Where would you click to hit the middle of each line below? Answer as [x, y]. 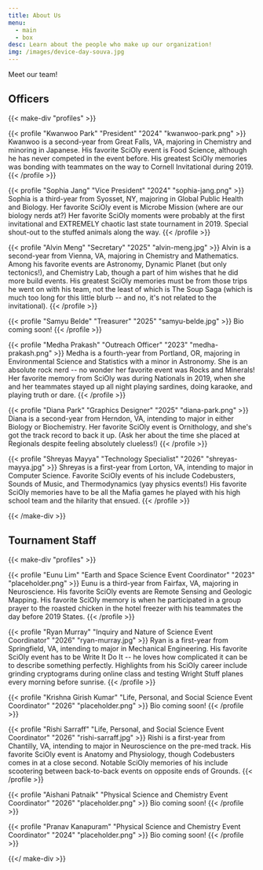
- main [26, 30]
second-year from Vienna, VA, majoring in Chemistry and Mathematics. [124, 256]
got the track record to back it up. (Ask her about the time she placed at [124, 435]
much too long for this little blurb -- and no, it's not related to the [113, 297]
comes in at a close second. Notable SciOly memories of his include [118, 762]
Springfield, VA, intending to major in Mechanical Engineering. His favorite [128, 648]
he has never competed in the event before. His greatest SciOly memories [128, 158]
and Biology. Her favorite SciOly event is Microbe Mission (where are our [126, 207]
